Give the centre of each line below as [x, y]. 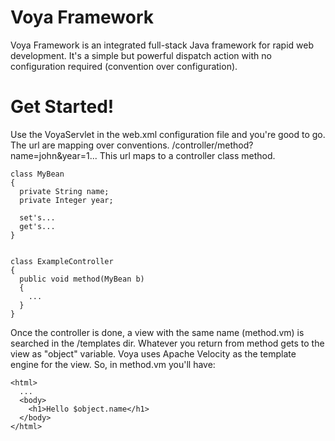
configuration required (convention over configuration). [124, 66]
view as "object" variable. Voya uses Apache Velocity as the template [153, 353]
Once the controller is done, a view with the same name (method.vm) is [157, 332]
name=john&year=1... [54, 155]
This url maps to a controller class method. [187, 155]
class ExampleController [62, 261]
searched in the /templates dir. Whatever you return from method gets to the [167, 343]
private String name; [64, 191]
